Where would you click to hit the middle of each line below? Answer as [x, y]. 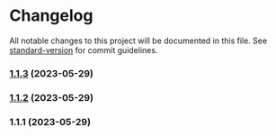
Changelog [51, 16]
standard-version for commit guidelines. [84, 50]
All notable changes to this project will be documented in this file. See [138, 41]
